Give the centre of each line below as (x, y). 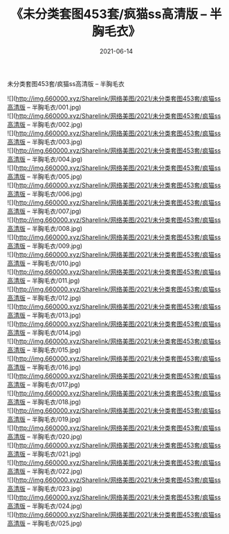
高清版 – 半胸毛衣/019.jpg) (44, 419)
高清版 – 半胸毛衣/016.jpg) (44, 367)
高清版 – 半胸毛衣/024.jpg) (45, 506)
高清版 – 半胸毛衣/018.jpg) (44, 402)
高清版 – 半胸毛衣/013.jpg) (44, 315)
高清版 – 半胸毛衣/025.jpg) (45, 523)
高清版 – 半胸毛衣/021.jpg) (44, 454)
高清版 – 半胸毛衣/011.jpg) (44, 280)
